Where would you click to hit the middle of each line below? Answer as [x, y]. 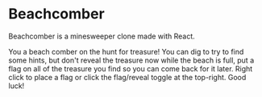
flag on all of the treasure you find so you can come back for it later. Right [131, 68]
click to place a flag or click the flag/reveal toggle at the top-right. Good [127, 77]
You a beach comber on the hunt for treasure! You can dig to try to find [126, 51]
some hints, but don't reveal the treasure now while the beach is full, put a [131, 60]
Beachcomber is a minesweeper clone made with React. [102, 36]
